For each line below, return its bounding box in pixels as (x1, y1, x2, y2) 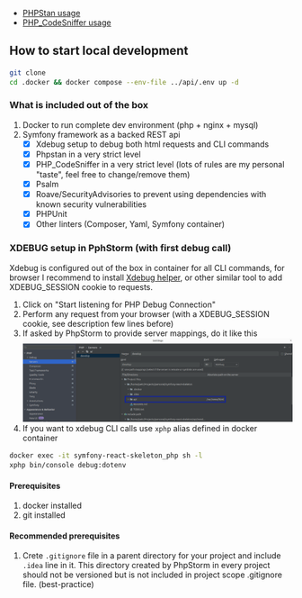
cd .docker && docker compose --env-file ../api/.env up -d (9, 77, 240, 86)
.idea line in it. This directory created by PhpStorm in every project (22, 560, 271, 571)
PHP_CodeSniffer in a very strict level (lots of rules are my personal (35, 159, 285, 169)
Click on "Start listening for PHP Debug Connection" (22, 299, 217, 310)
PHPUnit (35, 209, 67, 220)
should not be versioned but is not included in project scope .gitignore (22, 569, 283, 580)
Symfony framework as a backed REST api (22, 129, 181, 140)
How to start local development (9, 43, 189, 59)
